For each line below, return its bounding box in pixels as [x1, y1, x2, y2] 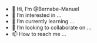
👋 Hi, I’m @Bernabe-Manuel [11, 6, 79, 12]
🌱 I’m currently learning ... [11, 18, 75, 24]
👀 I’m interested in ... [11, 12, 62, 19]
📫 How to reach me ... [11, 31, 66, 37]
